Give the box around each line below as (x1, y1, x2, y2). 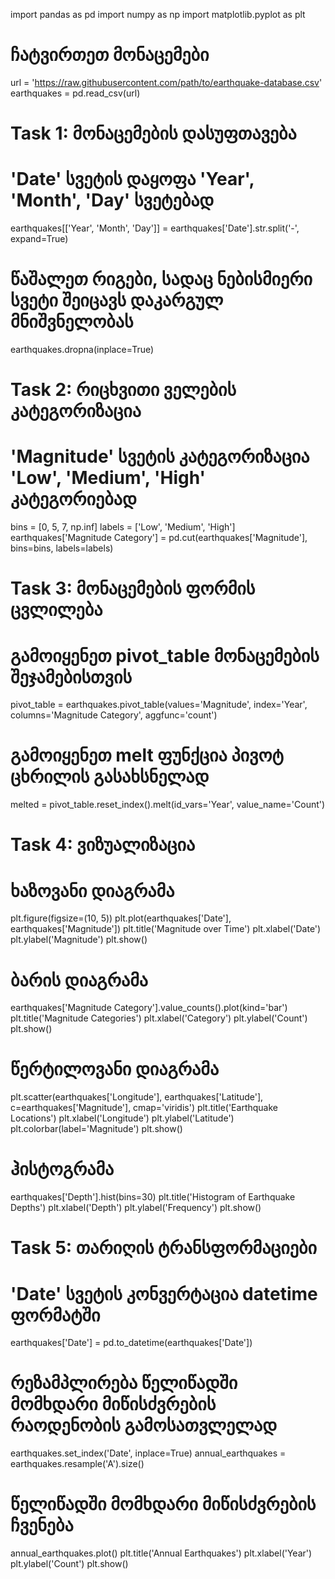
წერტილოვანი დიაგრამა (10, 1058, 220, 1081)
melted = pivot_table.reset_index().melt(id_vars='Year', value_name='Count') (10, 799, 326, 811)
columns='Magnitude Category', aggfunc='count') (10, 709, 218, 721)
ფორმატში (10, 1304, 101, 1326)
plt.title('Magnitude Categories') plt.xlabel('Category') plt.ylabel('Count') (10, 1012, 308, 1024)
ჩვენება (10, 1514, 74, 1537)
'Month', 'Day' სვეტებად (10, 189, 215, 212)
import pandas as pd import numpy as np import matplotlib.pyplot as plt (10, 9, 306, 20)
